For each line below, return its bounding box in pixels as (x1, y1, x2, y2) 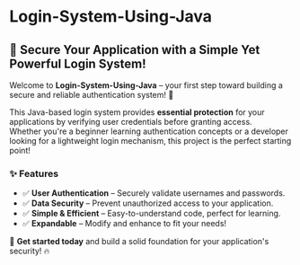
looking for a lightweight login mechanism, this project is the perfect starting (9, 136, 292, 146)
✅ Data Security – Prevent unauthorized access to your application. (22, 198, 274, 208)
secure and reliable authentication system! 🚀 (9, 90, 174, 100)
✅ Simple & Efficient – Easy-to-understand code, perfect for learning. (22, 208, 281, 219)
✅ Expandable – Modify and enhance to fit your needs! (22, 218, 227, 229)
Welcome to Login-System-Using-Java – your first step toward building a (9, 80, 283, 91)
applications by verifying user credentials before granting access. (9, 117, 253, 127)
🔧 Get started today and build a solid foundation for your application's (9, 236, 269, 247)
